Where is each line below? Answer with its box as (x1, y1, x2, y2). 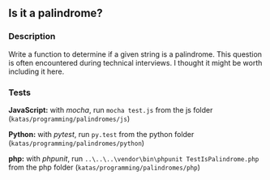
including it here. (8, 66, 65, 76)
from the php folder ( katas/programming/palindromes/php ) (8, 162, 201, 172)
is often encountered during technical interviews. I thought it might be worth (8, 58, 263, 67)
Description (8, 31, 56, 42)
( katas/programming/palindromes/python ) (8, 138, 144, 148)
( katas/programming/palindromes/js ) (8, 114, 131, 123)
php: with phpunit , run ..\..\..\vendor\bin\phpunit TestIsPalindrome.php (8, 153, 259, 163)
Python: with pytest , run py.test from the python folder (8, 129, 195, 139)
